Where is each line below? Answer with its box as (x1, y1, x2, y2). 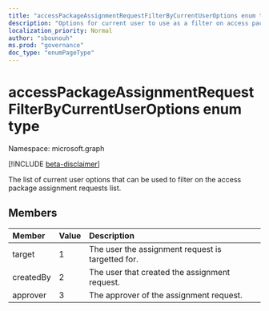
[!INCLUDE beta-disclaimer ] (8, 159, 100, 169)
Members (8, 206, 58, 220)
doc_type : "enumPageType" (8, 49, 94, 57)
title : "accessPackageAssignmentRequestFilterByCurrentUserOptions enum (8, 11, 256, 20)
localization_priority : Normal (8, 26, 113, 34)
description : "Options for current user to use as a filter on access (8, 19, 249, 27)
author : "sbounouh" (8, 34, 74, 42)
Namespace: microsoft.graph (8, 143, 105, 153)
